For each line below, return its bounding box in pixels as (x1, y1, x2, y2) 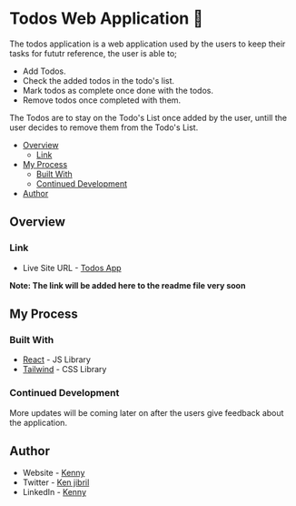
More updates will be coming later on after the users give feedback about (9, 407, 284, 418)
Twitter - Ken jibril (22, 477, 90, 488)
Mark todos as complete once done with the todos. (22, 85, 213, 96)
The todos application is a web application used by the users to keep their (9, 38, 286, 49)
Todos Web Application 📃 (9, 8, 204, 29)
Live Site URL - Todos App (22, 262, 122, 273)
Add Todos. (22, 66, 66, 76)
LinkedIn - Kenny (22, 487, 87, 498)
